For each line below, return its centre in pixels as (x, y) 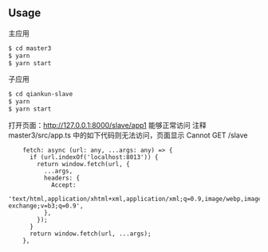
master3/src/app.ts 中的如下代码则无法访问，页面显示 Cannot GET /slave (128, 135)
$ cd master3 (30, 48)
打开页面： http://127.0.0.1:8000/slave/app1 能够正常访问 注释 (107, 126)
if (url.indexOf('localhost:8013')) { (94, 157)
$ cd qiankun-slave (41, 95)
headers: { (62, 178)
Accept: (64, 185)
